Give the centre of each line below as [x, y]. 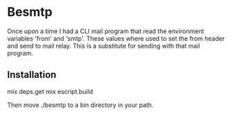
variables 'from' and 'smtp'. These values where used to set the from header [116, 38]
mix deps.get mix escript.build [50, 91]
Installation [32, 75]
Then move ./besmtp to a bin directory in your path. [80, 105]
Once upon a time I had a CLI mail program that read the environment [106, 31]
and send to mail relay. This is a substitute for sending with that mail [104, 46]
